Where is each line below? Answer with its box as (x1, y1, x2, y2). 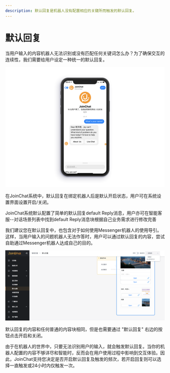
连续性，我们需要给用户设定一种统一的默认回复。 (5, 56, 107, 63)
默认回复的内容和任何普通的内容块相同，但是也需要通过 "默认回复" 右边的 (5, 326, 158, 332)
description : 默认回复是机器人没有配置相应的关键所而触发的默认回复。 (5, 8, 137, 13)
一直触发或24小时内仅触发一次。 (9, 362, 77, 368)
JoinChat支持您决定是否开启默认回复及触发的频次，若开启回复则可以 (14, 356, 157, 362)
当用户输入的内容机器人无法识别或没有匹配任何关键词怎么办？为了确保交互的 (5, 50, 165, 56)
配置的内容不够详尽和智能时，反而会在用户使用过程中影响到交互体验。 (14, 350, 160, 356)
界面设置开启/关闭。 (9, 199, 52, 205)
